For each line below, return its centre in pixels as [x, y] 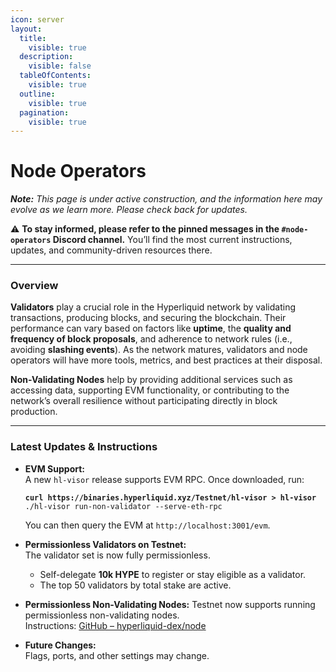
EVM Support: [55, 468]
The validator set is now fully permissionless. [117, 555]
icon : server [37, 19]
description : [46, 57]
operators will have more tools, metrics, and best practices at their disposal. [166, 360]
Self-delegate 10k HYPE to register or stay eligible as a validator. [173, 574]
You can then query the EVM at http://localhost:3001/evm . [147, 525]
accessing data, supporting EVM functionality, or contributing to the [150, 390]
